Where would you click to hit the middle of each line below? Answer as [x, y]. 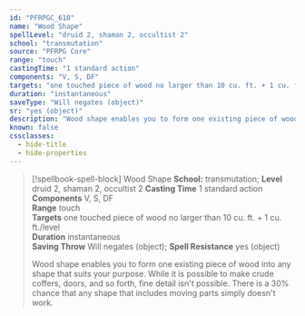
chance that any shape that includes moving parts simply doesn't [153, 292]
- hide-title [42, 144]
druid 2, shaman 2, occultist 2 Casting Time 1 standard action [147, 188]
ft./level [46, 227]
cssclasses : [32, 136]
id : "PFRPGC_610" [42, 18]
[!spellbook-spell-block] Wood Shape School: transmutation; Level [157, 179]
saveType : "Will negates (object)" [77, 102]
